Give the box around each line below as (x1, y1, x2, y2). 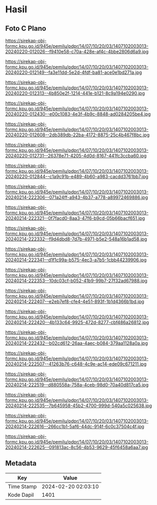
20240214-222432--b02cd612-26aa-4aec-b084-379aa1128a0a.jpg (5, 340, 148, 346)
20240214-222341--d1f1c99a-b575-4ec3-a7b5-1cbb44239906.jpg (5, 257, 147, 262)
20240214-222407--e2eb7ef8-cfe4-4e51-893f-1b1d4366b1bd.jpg (5, 298, 144, 305)
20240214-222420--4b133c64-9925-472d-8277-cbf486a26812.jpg (5, 319, 149, 325)
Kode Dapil (8, 491, 34, 498)
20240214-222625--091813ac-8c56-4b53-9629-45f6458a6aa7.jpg (5, 445, 148, 450)
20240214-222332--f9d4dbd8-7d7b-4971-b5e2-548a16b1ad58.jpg (5, 236, 147, 242)
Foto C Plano (5, 24, 46, 33)
